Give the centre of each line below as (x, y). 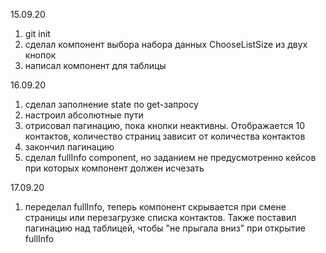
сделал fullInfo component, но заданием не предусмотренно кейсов (170, 157)
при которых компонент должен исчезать (114, 168)
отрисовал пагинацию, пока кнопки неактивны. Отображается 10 (164, 125)
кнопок (40, 55)
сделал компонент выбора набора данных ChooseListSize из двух (166, 44)
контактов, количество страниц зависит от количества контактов (165, 136)
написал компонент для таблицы (95, 65)
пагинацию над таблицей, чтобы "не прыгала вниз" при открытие (165, 228)
